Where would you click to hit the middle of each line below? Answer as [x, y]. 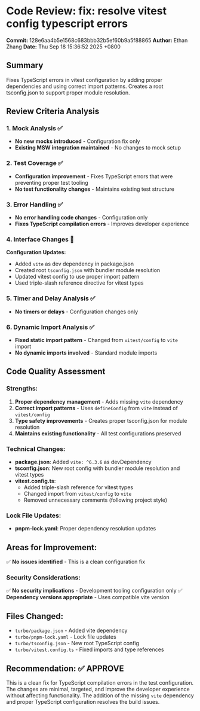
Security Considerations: [43, 577]
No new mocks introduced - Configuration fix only [77, 141]
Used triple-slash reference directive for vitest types [79, 283]
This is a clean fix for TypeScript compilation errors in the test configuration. [100, 682]
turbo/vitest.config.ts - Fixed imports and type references [89, 649]
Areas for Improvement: [52, 547]
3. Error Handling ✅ [35, 205]
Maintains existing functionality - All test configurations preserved [98, 433]
